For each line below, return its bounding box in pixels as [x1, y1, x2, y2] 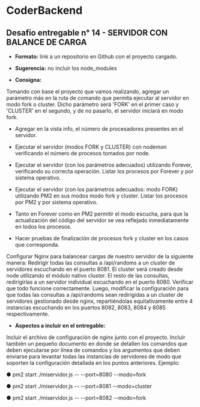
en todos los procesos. [14, 223, 72, 230]
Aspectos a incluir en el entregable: [14, 322, 106, 329]
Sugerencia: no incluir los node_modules [14, 64, 117, 72]
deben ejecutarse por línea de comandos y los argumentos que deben [6, 347, 180, 353]
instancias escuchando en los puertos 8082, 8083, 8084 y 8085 [6, 304, 166, 311]
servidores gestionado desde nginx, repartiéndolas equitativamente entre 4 [6, 297, 193, 305]
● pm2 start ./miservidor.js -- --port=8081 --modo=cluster [6, 383, 152, 390]
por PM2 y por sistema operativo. [14, 199, 98, 205]
